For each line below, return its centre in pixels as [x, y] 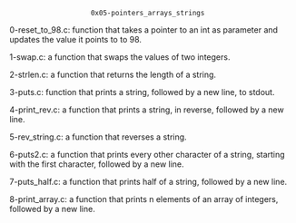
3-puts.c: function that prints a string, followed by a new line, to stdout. [142, 92]
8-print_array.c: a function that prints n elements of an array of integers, [144, 199]
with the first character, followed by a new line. [97, 164]
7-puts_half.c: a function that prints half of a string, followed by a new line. [148, 182]
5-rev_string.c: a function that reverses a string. [99, 137]
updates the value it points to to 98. [76, 39]
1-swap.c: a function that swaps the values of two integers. [120, 57]
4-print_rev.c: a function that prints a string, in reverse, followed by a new [147, 110]
